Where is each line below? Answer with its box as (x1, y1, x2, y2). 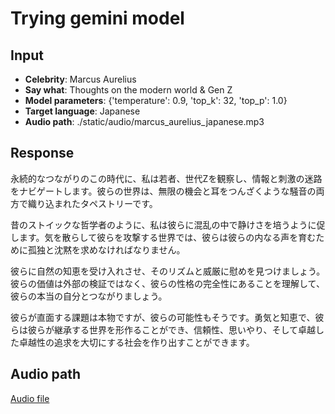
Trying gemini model (10, 7, 185, 30)
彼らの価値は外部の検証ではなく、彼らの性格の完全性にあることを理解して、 (10, 277, 325, 289)
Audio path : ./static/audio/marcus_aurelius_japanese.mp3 (24, 116, 265, 127)
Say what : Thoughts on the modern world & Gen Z (24, 84, 233, 96)
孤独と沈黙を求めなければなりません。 (27, 243, 186, 256)
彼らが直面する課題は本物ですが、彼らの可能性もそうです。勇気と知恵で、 (10, 311, 316, 323)
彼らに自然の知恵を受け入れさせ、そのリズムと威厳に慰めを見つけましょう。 (10, 265, 326, 277)
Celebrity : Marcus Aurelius (24, 73, 137, 85)
